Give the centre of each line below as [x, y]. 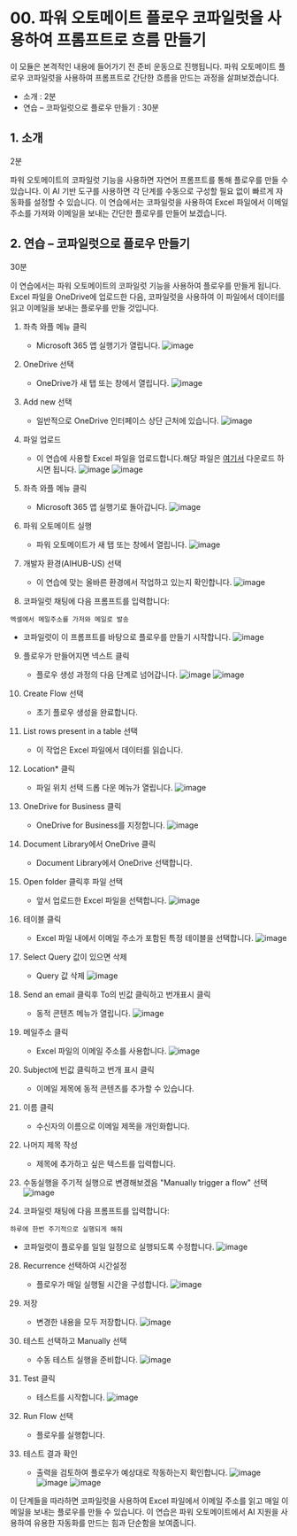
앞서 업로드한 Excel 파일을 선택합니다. [101, 900]
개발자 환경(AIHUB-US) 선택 [72, 563]
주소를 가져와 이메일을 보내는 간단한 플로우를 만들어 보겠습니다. [119, 212]
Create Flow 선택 [53, 693]
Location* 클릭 [49, 768]
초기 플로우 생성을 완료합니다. [87, 712]
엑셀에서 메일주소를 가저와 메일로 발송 [69, 619]
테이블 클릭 [42, 919]
